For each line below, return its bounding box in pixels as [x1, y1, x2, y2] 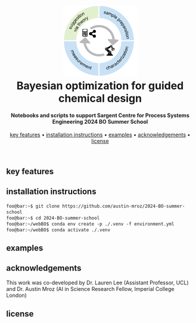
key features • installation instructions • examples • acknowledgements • [10, 131, 191, 139]
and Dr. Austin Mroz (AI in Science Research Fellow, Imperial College [6, 285, 175, 292]
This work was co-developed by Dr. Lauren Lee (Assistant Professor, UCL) [6, 279, 189, 286]
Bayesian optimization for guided [16, 79, 184, 93]
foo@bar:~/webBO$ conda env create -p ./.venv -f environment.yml [6, 221, 175, 227]
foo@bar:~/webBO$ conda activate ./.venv [6, 227, 111, 233]
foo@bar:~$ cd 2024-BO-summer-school [6, 215, 100, 221]
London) [6, 291, 27, 299]
